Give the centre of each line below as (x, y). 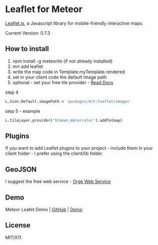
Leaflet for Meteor (44, 9)
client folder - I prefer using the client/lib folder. (54, 154)
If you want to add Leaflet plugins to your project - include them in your (79, 148)
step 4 (12, 92)
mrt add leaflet (28, 66)
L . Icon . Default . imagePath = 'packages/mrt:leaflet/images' (68, 101)
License (18, 225)
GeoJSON (21, 169)
